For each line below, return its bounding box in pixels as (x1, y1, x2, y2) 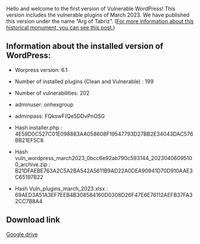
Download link (6, 215, 61, 225)
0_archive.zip (14, 161, 48, 168)
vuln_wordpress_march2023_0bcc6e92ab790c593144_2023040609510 (14, 154, 192, 161)
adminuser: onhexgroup (14, 101, 74, 108)
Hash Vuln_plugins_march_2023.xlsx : (14, 184, 108, 192)
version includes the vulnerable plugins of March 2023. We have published (6, 11, 190, 18)
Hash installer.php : (14, 124, 62, 131)
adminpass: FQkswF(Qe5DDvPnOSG (14, 112, 105, 120)
